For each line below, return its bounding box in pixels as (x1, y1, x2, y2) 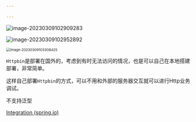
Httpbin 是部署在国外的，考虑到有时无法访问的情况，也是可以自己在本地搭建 (6, 57, 191, 64)
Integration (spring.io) (6, 108, 59, 116)
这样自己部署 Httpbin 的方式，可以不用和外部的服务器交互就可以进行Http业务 (6, 77, 191, 84)
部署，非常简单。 (6, 64, 48, 71)
